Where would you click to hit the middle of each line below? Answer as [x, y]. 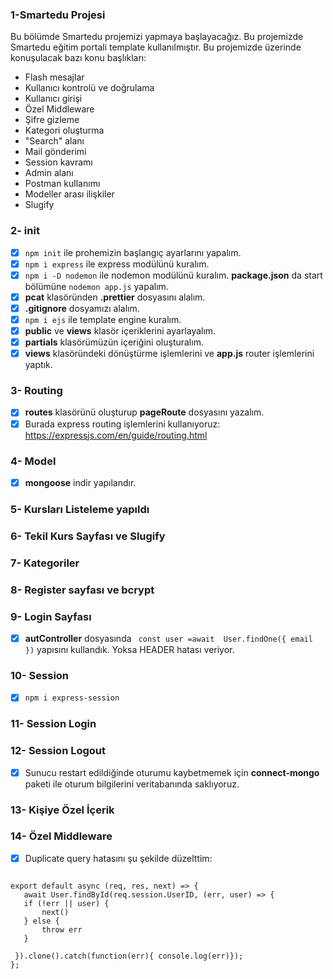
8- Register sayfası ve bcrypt [82, 590]
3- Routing [36, 391]
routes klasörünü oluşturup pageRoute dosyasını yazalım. [144, 412]
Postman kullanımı [62, 184]
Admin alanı [49, 173]
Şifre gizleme [52, 120]
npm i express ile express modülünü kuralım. [117, 264]
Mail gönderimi [55, 152]
